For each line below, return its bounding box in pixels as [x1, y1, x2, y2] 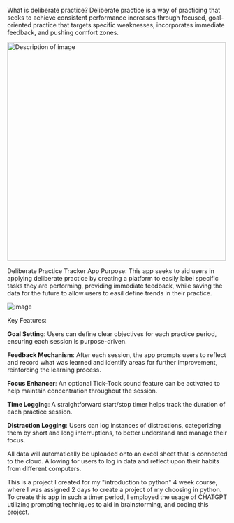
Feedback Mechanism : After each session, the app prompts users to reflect [7, 351, 226, 359]
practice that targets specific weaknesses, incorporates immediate [32, 21, 225, 29]
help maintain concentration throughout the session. [7, 386, 158, 395]
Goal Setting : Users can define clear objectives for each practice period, [7, 330, 217, 338]
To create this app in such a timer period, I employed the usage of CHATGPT [7, 493, 228, 501]
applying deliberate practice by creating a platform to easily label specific [7, 274, 219, 282]
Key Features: [7, 316, 47, 324]
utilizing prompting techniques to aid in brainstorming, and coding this [7, 501, 209, 508]
